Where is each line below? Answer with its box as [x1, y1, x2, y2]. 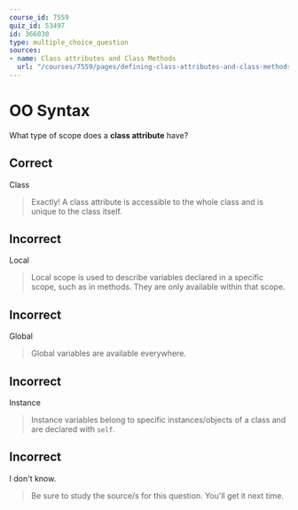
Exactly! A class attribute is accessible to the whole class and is [30, 196, 264, 207]
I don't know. [9, 473, 57, 483]
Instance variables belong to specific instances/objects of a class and [30, 414, 286, 426]
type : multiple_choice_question [9, 37, 129, 47]
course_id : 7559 [9, 12, 69, 22]
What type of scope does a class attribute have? [9, 129, 189, 140]
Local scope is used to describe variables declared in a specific [30, 272, 264, 283]
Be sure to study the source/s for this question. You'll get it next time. [30, 490, 285, 501]
